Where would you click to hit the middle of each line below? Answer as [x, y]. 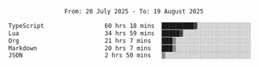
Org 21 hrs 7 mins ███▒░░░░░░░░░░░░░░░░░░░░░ [129, 41]
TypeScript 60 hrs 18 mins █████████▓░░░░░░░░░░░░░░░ [129, 26]
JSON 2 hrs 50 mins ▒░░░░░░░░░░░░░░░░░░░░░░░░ [129, 56]
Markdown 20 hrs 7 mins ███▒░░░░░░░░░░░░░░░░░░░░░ [129, 48]
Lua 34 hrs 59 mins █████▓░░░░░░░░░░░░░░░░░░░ [129, 33]
